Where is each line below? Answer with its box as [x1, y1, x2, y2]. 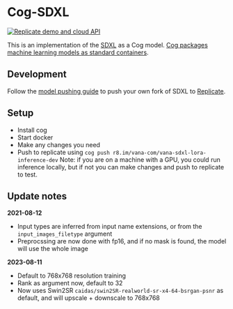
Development [7, 68, 67, 80]
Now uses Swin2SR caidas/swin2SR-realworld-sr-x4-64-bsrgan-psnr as [17, 287, 224, 295]
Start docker [17, 133, 54, 142]
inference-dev [17, 156, 58, 164]
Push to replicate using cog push [17, 148, 110, 156]
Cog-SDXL [7, 4, 70, 20]
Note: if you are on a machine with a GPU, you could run [59, 155, 220, 164]
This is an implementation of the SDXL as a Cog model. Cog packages [7, 40, 209, 49]
